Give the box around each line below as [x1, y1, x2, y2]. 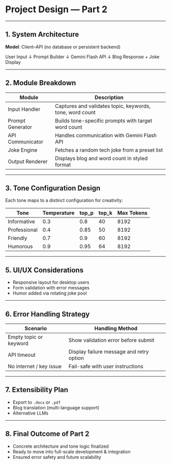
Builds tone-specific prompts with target [55, 117, 153, 124]
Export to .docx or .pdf [12, 399, 61, 405]
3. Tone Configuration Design [5, 184, 101, 192]
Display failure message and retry [68, 348, 149, 355]
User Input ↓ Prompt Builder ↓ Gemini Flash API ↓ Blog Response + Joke [5, 54, 160, 60]
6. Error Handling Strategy [5, 310, 90, 319]
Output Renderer [8, 158, 48, 165]
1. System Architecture [5, 30, 79, 39]
